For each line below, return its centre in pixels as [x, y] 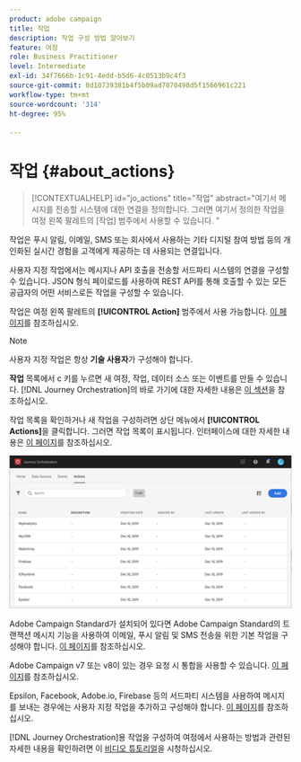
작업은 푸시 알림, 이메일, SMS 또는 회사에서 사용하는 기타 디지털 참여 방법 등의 [146, 240]
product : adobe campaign [56, 19]
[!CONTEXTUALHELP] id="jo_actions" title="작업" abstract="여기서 [154, 199]
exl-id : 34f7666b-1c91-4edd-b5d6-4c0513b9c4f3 [98, 76]
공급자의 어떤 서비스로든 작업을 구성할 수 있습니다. [97, 293]
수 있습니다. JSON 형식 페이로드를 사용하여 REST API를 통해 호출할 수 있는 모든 [148, 281]
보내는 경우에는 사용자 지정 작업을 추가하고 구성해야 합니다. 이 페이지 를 [142, 706]
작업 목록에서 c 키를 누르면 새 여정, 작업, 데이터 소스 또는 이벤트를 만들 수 [137, 378]
